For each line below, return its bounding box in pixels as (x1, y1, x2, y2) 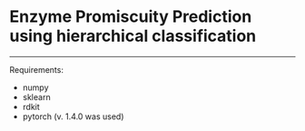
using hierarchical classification (9, 25, 257, 46)
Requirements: (9, 64, 64, 75)
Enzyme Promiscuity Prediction (9, 6, 252, 27)
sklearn (22, 91, 52, 102)
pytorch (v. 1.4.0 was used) (22, 111, 124, 122)
